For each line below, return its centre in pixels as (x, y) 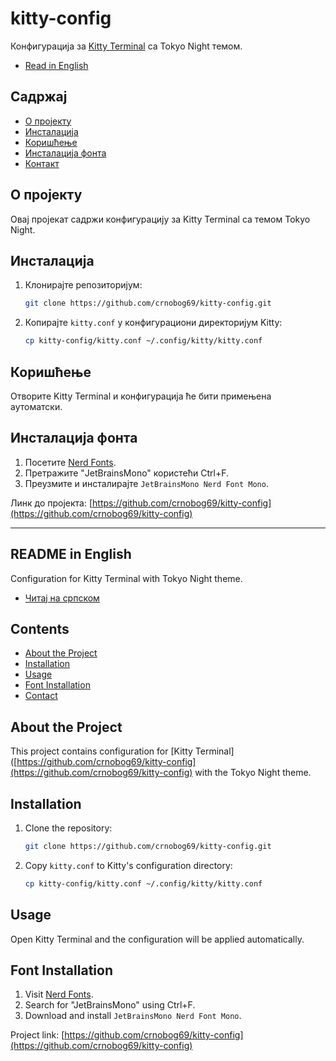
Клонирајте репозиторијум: (83, 285)
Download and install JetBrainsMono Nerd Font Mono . (133, 1016)
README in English (71, 554)
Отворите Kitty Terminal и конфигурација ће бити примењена (141, 396)
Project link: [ (37, 1035)
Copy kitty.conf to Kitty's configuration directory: (128, 865)
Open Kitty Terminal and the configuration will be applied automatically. (157, 939)
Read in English (56, 65)
